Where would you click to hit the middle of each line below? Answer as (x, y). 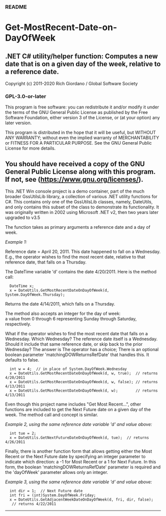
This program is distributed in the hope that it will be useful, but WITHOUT (81, 133)
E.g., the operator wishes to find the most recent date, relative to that (75, 257)
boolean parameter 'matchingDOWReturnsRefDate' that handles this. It (77, 355)
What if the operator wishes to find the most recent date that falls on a (77, 334)
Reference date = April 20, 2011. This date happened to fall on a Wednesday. (83, 252)
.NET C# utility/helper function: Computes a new (82, 56)
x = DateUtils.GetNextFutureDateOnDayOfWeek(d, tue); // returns (79, 438)
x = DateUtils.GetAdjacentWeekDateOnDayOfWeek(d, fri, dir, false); (82, 500)
